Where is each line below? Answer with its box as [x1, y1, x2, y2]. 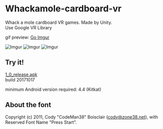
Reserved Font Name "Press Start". [5, 119, 77, 125]
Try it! [5, 58, 24, 67]
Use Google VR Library [5, 24, 52, 30]
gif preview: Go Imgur [5, 34, 50, 40]
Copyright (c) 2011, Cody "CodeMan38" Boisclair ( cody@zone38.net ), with [5, 114, 158, 120]
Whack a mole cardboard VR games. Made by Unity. [5, 19, 112, 25]
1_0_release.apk [5, 71, 37, 77]
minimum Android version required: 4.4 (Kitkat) [5, 86, 102, 92]
